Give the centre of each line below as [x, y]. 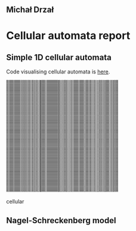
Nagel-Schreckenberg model [61, 220]
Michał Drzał [30, 10]
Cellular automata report [68, 36]
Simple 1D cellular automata [59, 57]
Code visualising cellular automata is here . [58, 72]
